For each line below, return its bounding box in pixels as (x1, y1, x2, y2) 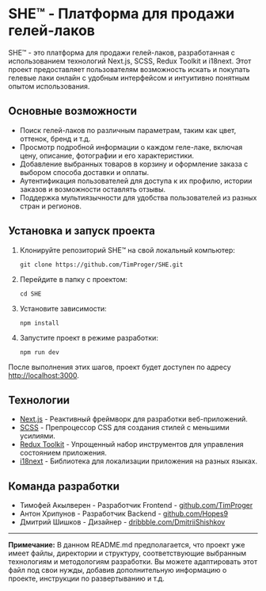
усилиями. (19, 431, 55, 440)
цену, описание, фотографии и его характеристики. (19, 151, 195, 160)
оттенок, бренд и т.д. (19, 134, 91, 143)
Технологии (8, 393, 70, 406)
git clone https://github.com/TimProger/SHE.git (19, 261, 184, 269)
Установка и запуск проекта (8, 224, 156, 238)
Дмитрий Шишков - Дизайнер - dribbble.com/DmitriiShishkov (19, 517, 226, 527)
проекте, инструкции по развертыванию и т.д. (8, 574, 165, 583)
